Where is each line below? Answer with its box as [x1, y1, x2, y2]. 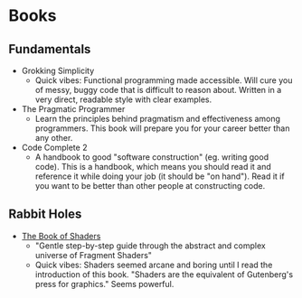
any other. [34, 133, 73, 143]
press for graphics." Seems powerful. [34, 278, 175, 289]
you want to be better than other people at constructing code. [34, 181, 266, 191]
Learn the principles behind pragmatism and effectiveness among [34, 114, 281, 124]
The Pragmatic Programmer [21, 104, 126, 114]
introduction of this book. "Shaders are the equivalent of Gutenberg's [34, 268, 294, 280]
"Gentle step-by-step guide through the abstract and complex [34, 240, 266, 251]
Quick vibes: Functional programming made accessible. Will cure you [34, 75, 293, 86]
